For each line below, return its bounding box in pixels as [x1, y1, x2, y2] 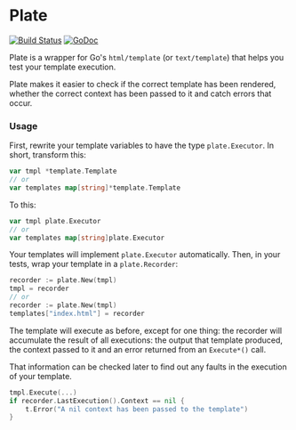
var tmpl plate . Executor [9, 216, 101, 225]
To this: [9, 199, 36, 210]
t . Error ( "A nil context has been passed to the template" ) [25, 404, 249, 414]
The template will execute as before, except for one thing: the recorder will [9, 325, 283, 336]
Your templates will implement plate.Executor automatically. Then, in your [9, 249, 281, 260]
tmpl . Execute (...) [9, 388, 77, 397]
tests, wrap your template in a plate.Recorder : [9, 259, 179, 270]
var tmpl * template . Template [9, 166, 117, 176]
